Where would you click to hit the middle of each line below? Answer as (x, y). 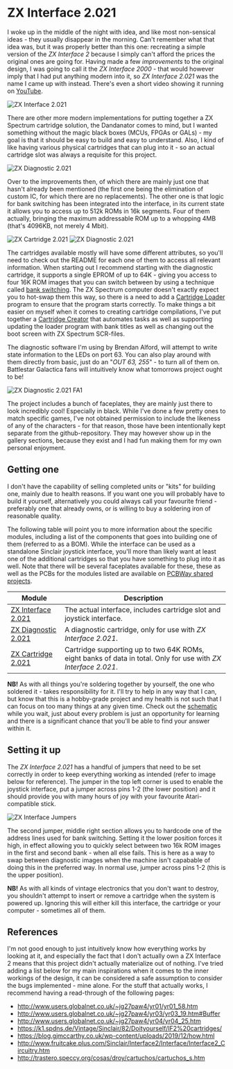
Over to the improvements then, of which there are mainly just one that (108, 181)
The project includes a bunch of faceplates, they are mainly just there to (110, 403)
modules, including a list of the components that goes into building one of (112, 536)
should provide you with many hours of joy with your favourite (96, 796)
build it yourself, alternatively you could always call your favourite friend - (112, 501)
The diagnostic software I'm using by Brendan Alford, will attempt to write (112, 347)
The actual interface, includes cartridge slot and (143, 610)
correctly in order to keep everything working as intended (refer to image (112, 774)
